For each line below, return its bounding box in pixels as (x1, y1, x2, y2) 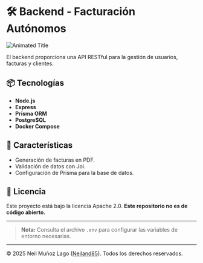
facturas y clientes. (6, 60, 54, 67)
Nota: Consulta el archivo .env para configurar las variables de (21, 226, 178, 233)
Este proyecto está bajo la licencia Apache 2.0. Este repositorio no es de (6, 203, 188, 210)
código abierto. (6, 209, 46, 216)
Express (14, 103, 36, 110)
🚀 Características (6, 140, 73, 151)
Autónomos (6, 22, 66, 36)
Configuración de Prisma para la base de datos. (14, 169, 134, 176)
